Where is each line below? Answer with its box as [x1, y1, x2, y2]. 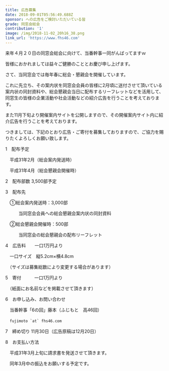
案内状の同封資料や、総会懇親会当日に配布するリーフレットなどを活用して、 [5, 88, 164, 94]
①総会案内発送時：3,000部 [9, 199, 68, 205]
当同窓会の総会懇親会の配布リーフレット [18, 232, 102, 238]
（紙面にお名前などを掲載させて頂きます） [9, 285, 96, 291]
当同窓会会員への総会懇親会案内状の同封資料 [18, 210, 111, 216]
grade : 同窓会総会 [5, 21, 40, 27]
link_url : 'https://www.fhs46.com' [5, 36, 80, 41]
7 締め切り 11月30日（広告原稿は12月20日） [5, 328, 99, 334]
